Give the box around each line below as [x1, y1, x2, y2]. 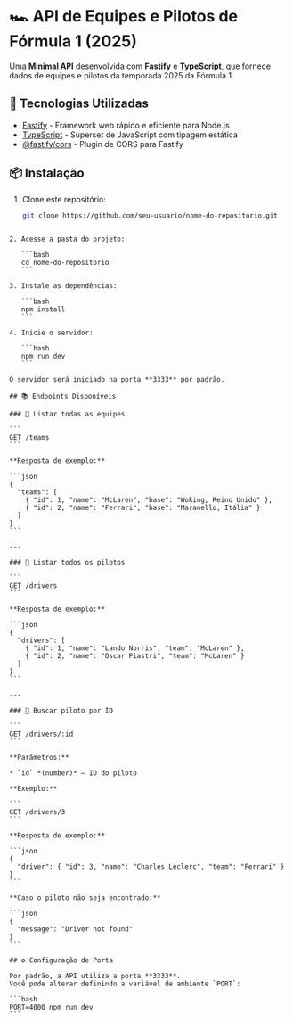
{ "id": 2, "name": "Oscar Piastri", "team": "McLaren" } [25, 652, 245, 661]
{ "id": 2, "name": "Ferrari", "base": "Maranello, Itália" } [25, 504, 261, 513]
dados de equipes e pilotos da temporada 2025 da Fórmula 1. [9, 70, 234, 80]
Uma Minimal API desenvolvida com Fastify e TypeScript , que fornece [9, 61, 272, 71]
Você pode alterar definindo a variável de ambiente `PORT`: [9, 979, 241, 989]
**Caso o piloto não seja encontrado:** [9, 894, 162, 902]
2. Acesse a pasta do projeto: [9, 235, 126, 244]
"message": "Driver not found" [17, 925, 134, 934]
